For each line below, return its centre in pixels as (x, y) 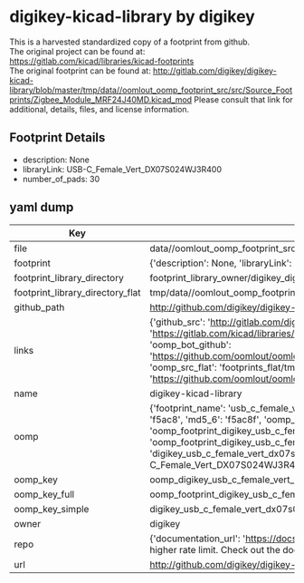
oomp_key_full (44, 494)
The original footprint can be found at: (80, 71)
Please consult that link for (244, 99)
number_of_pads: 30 (61, 179)
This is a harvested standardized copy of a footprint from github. (130, 42)
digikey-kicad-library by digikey (132, 17)
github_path (39, 307)
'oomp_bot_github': (190, 345)
